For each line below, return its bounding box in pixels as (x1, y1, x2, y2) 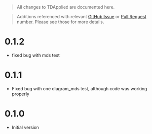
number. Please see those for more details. (16, 19, 104, 25)
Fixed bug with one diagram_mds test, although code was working (11, 85, 148, 91)
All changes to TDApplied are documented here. (16, 4, 115, 10)
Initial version (11, 124, 39, 130)
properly (11, 91, 30, 97)
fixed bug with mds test (11, 52, 60, 58)
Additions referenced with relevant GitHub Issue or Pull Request (16, 14, 147, 19)
